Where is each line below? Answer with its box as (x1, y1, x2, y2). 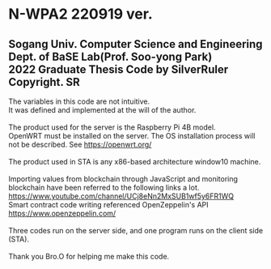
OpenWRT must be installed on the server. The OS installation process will (8, 131, 256, 140)
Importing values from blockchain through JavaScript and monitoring (8, 174, 239, 183)
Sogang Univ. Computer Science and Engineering (8, 37, 263, 51)
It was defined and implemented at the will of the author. (8, 105, 197, 114)
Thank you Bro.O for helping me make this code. (8, 252, 170, 261)
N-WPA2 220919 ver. (8, 5, 154, 23)
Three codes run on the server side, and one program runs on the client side (8, 226, 264, 235)
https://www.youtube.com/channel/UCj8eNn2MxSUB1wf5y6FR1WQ (8, 191, 235, 201)
